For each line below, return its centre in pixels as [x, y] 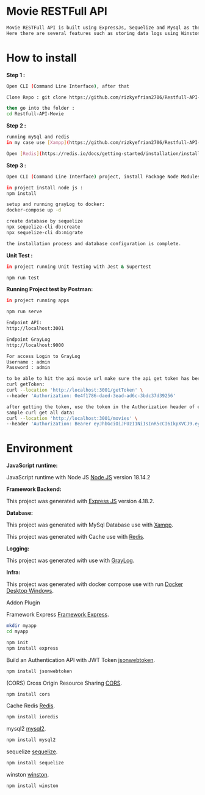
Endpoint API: [24, 323]
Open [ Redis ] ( [24, 154]
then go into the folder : [41, 108]
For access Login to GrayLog [43, 356]
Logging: [18, 549]
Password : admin [28, 368]
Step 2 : [16, 126]
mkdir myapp [21, 626]
